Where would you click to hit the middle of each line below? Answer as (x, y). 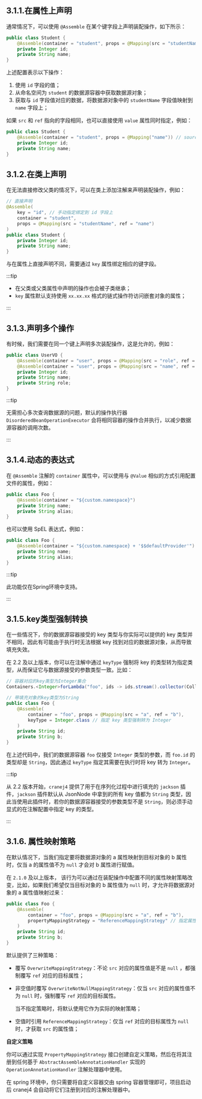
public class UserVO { (35, 355)
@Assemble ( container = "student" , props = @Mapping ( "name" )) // (99, 138)
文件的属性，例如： (30, 483)
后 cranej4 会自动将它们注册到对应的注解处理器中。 (70, 1089)
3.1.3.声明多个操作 (40, 328)
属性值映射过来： (44, 892)
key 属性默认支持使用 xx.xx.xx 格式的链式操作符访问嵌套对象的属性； (100, 296)
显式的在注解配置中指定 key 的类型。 (52, 809)
